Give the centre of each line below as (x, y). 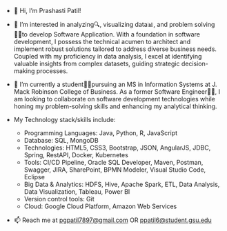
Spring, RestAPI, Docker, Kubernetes (76, 155)
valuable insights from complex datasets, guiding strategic (97, 63)
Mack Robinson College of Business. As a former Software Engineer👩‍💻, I (117, 92)
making (24, 71)
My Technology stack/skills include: (65, 120)
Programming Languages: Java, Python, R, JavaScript (101, 133)
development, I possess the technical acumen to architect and (102, 42)
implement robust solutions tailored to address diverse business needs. (115, 49)
